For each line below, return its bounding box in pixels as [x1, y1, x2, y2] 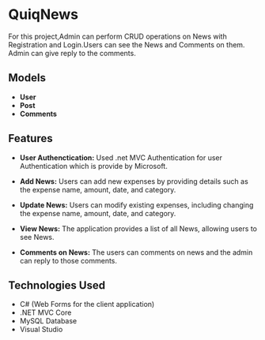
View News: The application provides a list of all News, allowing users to [19, 223, 257, 234]
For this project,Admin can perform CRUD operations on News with [8, 32, 227, 41]
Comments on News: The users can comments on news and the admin [19, 247, 253, 257]
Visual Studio [19, 325, 63, 334]
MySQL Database [19, 316, 78, 326]
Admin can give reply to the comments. [8, 48, 136, 58]
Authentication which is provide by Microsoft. [19, 161, 168, 170]
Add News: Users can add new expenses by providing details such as [19, 176, 249, 186]
